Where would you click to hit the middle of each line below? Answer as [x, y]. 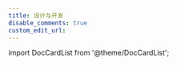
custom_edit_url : [37, 30]
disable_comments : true [48, 23]
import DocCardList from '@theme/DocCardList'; [89, 53]
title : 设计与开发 [36, 15]
